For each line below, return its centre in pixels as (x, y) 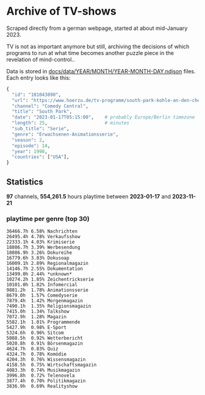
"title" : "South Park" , (42, 112)
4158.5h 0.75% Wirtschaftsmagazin (52, 365)
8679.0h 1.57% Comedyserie (42, 295)
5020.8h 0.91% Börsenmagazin (45, 344)
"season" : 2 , (28, 140)
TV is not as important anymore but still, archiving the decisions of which (98, 46)
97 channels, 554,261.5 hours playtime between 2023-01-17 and (89, 196)
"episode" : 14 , (31, 146)
